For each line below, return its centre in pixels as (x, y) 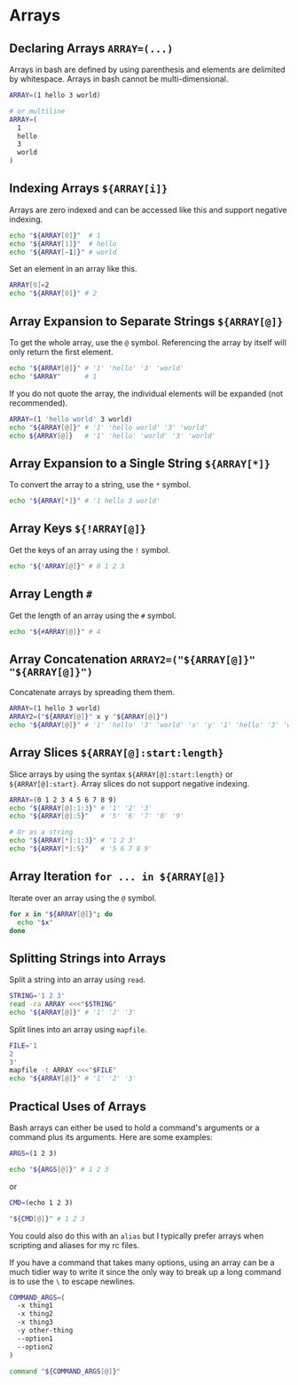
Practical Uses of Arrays (78, 1106)
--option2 (35, 1347)
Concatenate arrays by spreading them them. (92, 692)
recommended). (39, 403)
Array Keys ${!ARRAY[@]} (78, 529)
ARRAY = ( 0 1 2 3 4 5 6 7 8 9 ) (63, 800)
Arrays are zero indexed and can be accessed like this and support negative (148, 210)
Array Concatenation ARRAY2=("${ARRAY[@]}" (132, 659)
